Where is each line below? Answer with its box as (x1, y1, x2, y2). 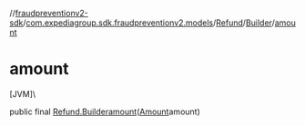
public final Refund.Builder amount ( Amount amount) (9, 106, 200, 117)
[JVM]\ (9, 88, 36, 99)
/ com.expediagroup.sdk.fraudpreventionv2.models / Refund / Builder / (22, 17, 275, 28)
